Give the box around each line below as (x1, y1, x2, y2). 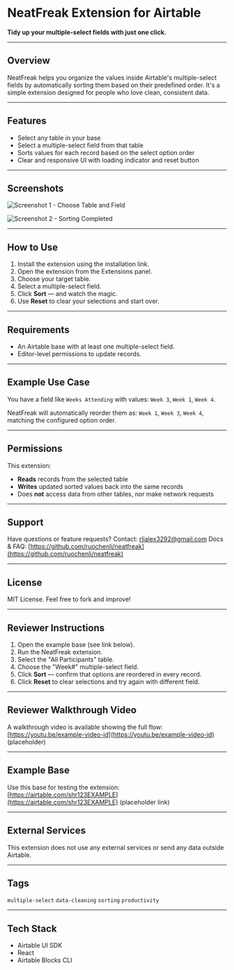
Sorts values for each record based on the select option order (17, 148, 195, 156)
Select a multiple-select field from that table (17, 141, 144, 149)
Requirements (7, 323, 70, 336)
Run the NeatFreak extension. (17, 648, 103, 656)
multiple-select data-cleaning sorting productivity (7, 897, 159, 904)
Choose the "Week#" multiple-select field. (17, 663, 139, 671)
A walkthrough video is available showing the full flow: (7, 723, 164, 731)
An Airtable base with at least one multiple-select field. (17, 342, 175, 351)
